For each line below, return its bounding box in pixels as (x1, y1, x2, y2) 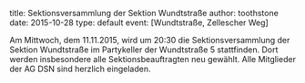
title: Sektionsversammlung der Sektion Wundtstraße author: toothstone (9, 8, 280, 18)
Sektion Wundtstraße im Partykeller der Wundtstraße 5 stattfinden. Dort (9, 44, 279, 55)
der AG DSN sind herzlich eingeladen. (9, 63, 151, 74)
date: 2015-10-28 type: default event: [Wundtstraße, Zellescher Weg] (9, 17, 269, 28)
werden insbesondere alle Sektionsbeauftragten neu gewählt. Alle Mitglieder (9, 54, 296, 64)
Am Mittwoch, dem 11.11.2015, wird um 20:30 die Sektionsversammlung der (9, 35, 290, 45)
